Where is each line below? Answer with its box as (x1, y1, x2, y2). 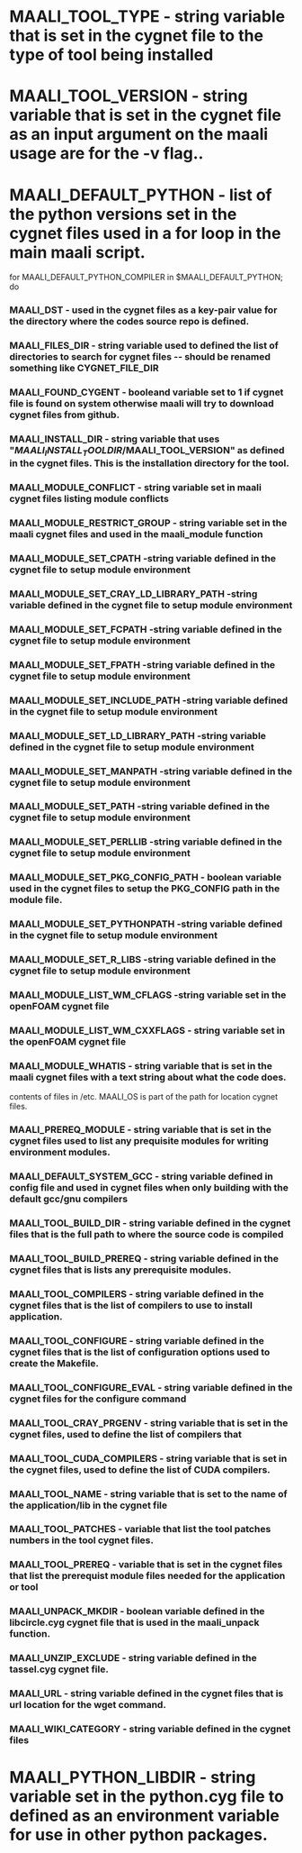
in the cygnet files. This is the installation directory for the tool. (9, 457, 289, 470)
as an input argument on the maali (9, 124, 269, 145)
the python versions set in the (9, 204, 237, 224)
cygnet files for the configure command (9, 1392, 187, 1405)
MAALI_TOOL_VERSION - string (9, 86, 249, 106)
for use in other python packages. (9, 1825, 268, 1845)
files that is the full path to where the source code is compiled (9, 1228, 284, 1241)
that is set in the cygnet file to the (9, 25, 263, 46)
